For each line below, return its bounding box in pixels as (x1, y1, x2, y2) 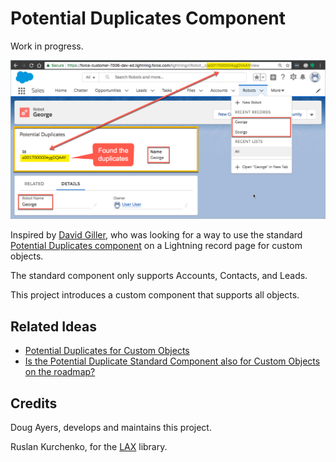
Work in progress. (10, 40, 84, 52)
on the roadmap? (24, 366, 96, 378)
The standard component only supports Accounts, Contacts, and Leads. (10, 270, 308, 282)
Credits (10, 395, 58, 412)
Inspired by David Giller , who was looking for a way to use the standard (10, 229, 303, 241)
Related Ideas (10, 318, 97, 335)
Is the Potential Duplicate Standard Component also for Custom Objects (24, 355, 321, 367)
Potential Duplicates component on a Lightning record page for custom (10, 240, 303, 252)
